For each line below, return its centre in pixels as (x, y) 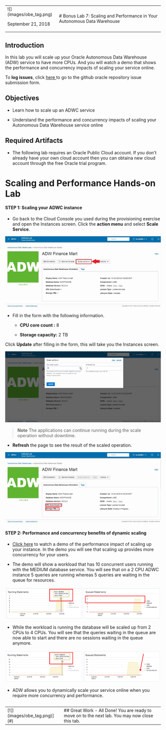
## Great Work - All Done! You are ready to (108, 710)
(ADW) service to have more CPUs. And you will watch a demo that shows (81, 63)
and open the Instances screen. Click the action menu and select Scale (85, 224)
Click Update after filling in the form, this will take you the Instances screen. (82, 344)
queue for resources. (34, 580)
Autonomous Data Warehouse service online (58, 125)
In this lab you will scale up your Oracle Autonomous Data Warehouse (76, 57)
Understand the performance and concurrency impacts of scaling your (84, 120)
